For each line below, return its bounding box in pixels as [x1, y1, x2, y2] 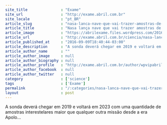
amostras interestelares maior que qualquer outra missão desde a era [5, 109, 148, 115]
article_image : [5, 30, 64, 35]
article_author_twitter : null [5, 72, 75, 77]
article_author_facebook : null [5, 67, 75, 72]
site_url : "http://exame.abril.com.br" [5, 12, 126, 17]
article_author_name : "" [5, 49, 70, 54]
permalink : [5, 85, 64, 91]
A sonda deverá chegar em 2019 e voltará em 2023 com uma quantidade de [5, 104, 162, 110]
